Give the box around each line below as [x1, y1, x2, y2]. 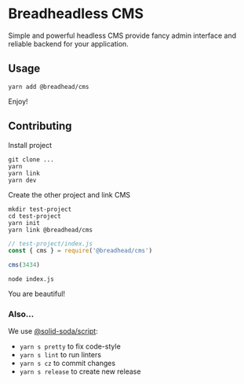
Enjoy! [8, 96, 29, 106]
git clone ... [8, 155, 55, 164]
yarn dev [8, 176, 37, 184]
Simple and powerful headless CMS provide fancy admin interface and [8, 31, 237, 40]
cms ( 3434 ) [8, 261, 41, 269]
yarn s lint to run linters [19, 350, 102, 360]
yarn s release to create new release [19, 367, 141, 376]
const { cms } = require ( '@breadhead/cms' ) [8, 247, 153, 255]
